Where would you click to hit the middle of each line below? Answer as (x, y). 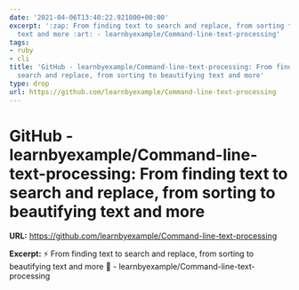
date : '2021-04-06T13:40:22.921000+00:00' (89, 17)
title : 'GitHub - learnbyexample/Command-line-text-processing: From (141, 68)
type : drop (29, 84)
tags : (19, 42)
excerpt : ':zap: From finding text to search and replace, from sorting (147, 26)
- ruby (21, 51)
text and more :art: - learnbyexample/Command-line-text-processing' (149, 34)
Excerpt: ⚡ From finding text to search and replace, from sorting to (132, 254)
